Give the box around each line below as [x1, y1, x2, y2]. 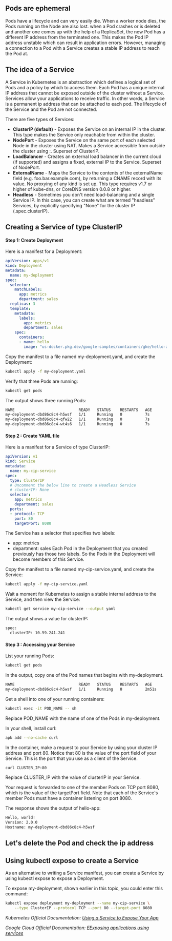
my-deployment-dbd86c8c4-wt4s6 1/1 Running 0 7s [5, 422, 150, 427]
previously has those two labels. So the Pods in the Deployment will [12, 551, 156, 557]
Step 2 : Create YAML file [5, 433, 60, 439]
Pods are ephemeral [5, 4, 71, 13]
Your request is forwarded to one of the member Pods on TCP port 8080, [5, 785, 160, 791]
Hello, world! [5, 815, 36, 820]
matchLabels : [14, 287, 42, 292]
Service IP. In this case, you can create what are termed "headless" [12, 197, 155, 203]
